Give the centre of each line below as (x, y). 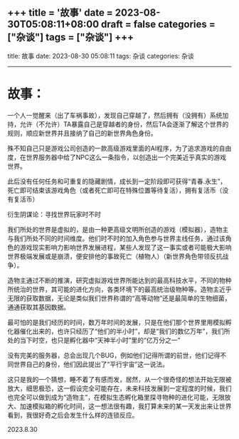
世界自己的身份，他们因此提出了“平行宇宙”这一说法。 (91, 364)
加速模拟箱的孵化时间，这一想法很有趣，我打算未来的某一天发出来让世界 (126, 406)
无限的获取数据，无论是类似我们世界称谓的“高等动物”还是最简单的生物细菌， (119, 298)
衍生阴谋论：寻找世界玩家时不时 (54, 214)
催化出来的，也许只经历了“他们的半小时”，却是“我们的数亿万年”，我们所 (125, 331)
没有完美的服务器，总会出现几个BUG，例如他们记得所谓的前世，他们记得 (114, 355)
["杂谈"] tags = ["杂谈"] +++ (70, 37)
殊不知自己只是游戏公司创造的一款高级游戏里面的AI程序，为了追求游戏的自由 (119, 148)
